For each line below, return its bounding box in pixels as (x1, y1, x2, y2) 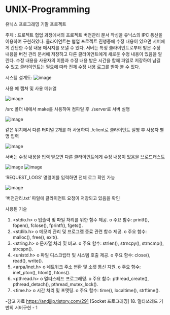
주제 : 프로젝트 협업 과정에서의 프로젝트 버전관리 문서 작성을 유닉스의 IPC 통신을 (5, 32, 163, 38)
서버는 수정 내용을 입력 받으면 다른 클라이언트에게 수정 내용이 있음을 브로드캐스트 (5, 154, 165, 160)
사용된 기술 (5, 206, 27, 212)
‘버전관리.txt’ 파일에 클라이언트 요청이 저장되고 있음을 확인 (5, 195, 120, 201)
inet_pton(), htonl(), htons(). (12, 269, 71, 275)
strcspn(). (12, 246, 33, 252)
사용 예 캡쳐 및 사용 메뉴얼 (5, 85, 57, 91)
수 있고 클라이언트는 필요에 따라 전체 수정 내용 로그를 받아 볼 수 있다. (5, 64, 141, 70)
